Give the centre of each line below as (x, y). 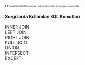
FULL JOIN (16, 43)
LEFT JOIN (16, 32)
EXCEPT (13, 58)
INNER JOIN (17, 27)
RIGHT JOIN (17, 38)
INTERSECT (17, 53)
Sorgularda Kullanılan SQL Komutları (42, 16)
